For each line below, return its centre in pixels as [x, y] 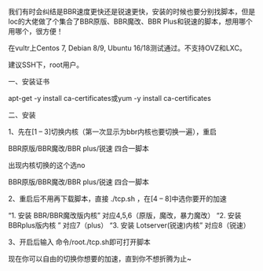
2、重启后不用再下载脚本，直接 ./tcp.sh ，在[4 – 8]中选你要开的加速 [117, 199]
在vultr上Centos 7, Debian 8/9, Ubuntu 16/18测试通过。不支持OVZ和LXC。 [127, 48]
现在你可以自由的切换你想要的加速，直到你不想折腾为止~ [100, 259]
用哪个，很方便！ [36, 31]
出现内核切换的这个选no [47, 165]
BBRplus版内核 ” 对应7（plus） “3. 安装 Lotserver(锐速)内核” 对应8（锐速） [129, 225]
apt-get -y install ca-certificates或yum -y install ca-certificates [110, 98]
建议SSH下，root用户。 [46, 65]
